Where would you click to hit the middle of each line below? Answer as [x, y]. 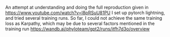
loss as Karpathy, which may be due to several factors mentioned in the [80, 23]
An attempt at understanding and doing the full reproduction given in [77, 7]
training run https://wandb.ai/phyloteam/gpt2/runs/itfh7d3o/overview [77, 29]
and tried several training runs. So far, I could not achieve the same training [84, 18]
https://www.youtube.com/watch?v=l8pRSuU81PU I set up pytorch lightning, [85, 13]
